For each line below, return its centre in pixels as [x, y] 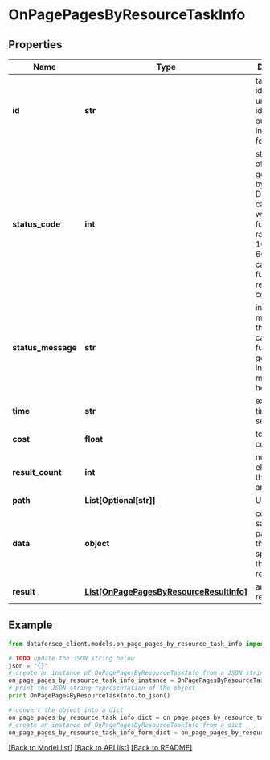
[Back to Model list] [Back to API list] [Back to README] [100, 748]
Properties [35, 45]
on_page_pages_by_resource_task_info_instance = [91, 680]
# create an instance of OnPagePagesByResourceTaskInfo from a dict [125, 725]
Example [31, 625]
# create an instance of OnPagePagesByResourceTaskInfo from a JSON [125, 673]
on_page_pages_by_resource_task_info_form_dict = [93, 733]
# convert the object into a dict [66, 710]
